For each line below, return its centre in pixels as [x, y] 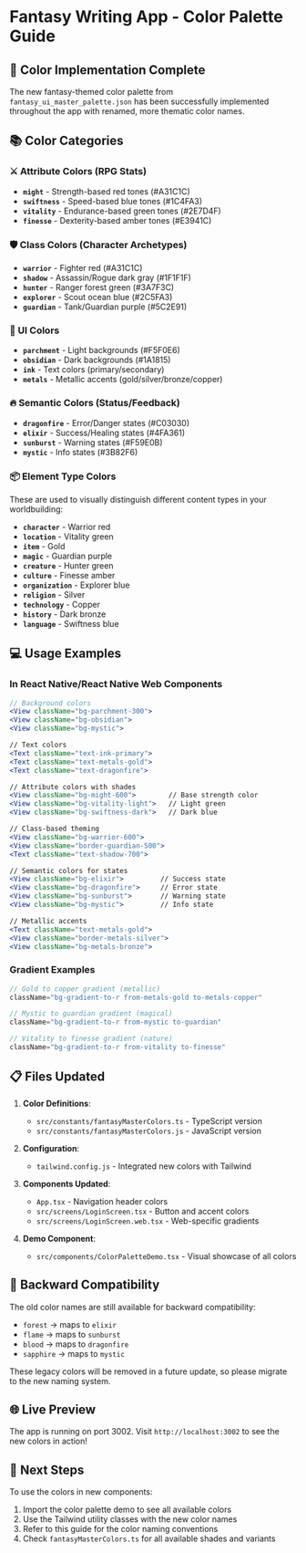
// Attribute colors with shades [73, 787]
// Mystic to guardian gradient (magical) [91, 1014]
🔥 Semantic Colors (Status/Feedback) [95, 403]
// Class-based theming [55, 829]
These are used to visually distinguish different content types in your [138, 499]
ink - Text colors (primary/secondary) [93, 370]
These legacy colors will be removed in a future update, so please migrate [148, 1371]
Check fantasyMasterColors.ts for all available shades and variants [149, 1538]
